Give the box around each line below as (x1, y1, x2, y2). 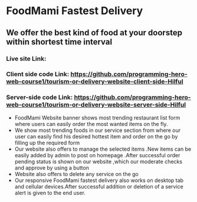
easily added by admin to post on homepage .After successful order (14, 151, 180, 158)
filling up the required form (14, 139, 80, 146)
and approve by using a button (14, 164, 90, 171)
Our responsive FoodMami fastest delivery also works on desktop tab (14, 177, 184, 184)
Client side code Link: (6, 70, 70, 78)
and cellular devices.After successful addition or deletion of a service (14, 183, 184, 190)
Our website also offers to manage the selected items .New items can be (14, 145, 192, 153)
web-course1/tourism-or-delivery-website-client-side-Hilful (6, 78, 184, 86)
